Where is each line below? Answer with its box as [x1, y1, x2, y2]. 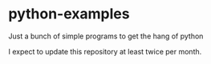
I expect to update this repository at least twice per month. [8, 46, 202, 56]
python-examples [8, 5, 130, 23]
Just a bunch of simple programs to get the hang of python [8, 31, 204, 41]
